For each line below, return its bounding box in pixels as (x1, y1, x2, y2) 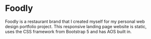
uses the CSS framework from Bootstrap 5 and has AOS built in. (5, 29, 132, 34)
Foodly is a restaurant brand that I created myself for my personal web (5, 19, 145, 24)
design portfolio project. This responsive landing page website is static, (5, 23, 147, 29)
